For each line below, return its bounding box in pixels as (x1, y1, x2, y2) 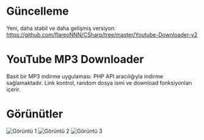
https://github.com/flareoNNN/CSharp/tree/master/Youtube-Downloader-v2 (6, 31, 198, 38)
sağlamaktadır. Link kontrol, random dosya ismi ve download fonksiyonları (6, 79, 192, 86)
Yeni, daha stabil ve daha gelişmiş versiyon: (6, 24, 116, 32)
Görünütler (6, 107, 63, 121)
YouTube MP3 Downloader (6, 53, 144, 67)
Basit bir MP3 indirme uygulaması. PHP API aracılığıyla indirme (6, 72, 164, 80)
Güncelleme (6, 4, 69, 18)
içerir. (6, 86, 21, 93)
